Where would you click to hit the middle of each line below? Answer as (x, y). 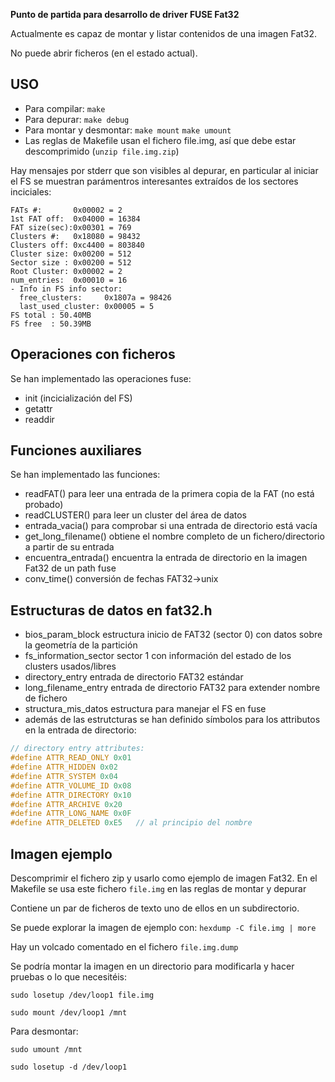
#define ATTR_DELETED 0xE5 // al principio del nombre (131, 823)
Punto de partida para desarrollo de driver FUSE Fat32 (125, 14)
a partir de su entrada (69, 547)
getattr (38, 408)
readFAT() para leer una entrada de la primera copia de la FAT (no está (169, 494)
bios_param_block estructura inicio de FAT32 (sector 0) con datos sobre (173, 635)
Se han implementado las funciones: (85, 475)
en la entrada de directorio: (80, 730)
